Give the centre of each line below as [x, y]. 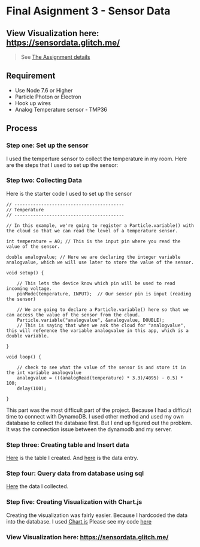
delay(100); [32, 388]
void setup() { [25, 273]
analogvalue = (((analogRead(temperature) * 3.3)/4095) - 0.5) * [100, 378]
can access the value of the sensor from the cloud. [73, 315]
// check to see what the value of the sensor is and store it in [101, 367]
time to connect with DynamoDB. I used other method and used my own [95, 416]
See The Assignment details [55, 57]
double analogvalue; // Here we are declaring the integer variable [93, 257]
